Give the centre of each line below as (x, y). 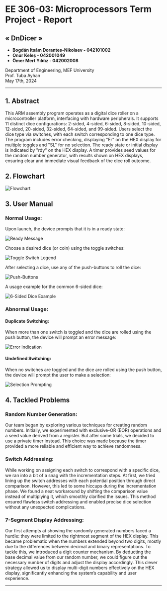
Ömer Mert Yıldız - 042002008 (45, 60)
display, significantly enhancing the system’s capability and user (71, 573)
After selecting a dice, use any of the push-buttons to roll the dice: (73, 268)
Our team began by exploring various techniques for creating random (76, 425)
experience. (17, 578)
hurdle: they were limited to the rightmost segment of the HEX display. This (82, 536)
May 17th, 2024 (21, 81)
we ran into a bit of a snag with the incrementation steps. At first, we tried (80, 475)
